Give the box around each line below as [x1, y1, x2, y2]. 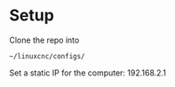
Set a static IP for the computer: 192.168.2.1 [9, 67, 167, 78]
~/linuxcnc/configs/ [9, 51, 86, 60]
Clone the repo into [9, 35, 80, 45]
